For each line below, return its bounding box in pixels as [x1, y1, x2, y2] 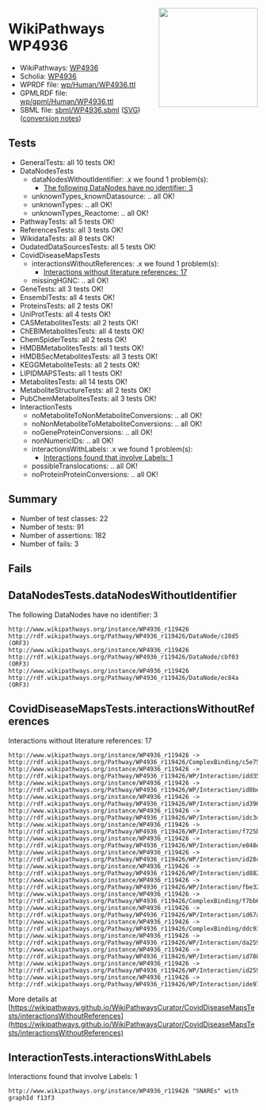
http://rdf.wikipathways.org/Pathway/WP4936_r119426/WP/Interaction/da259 [8, 939, 260, 947]
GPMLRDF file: [19, 88, 68, 98]
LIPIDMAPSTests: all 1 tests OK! [19, 368, 123, 378]
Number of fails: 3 [19, 539, 79, 548]
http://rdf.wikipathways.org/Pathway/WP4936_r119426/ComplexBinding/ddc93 [8, 924, 260, 932]
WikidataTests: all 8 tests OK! [19, 233, 115, 243]
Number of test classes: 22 [19, 513, 108, 523]
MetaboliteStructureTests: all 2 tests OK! [19, 385, 151, 394]
